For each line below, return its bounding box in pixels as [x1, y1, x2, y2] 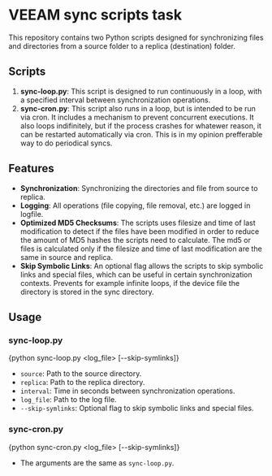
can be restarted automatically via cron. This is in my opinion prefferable [19, 129, 263, 139]
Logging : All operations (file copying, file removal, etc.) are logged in [19, 201, 251, 210]
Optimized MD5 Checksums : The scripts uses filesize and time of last [19, 218, 256, 227]
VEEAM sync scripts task [8, 6, 183, 24]
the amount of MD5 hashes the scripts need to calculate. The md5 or [19, 235, 252, 244]
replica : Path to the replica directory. [19, 378, 145, 387]
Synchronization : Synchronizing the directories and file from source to [19, 183, 258, 193]
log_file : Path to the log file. [19, 395, 117, 405]
